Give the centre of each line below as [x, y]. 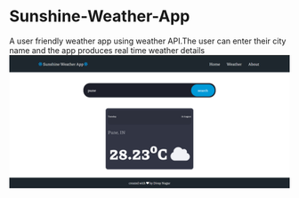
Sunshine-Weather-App [100, 16]
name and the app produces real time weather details [107, 50]
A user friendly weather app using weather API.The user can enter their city [148, 41]
